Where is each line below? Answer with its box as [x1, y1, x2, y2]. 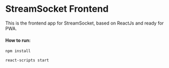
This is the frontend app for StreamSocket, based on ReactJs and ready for [5, 20, 164, 26]
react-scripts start [5, 58, 50, 63]
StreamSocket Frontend [5, 3, 109, 15]
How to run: [5, 37, 31, 43]
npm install [5, 49, 31, 54]
